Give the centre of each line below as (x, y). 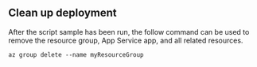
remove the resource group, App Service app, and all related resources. (126, 40)
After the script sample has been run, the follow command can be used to (129, 32)
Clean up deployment (62, 13)
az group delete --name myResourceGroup (76, 54)
